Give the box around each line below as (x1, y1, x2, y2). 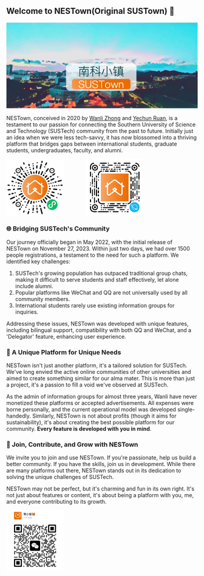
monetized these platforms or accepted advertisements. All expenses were (6, 399, 194, 407)
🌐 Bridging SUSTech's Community (6, 225, 110, 233)
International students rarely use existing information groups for (15, 302, 175, 309)
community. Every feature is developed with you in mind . (6, 425, 152, 432)
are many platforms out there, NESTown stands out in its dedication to (6, 467, 182, 474)
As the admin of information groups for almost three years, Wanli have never (6, 393, 197, 400)
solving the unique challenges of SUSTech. (6, 473, 114, 481)
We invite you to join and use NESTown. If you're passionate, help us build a (6, 454, 196, 461)
